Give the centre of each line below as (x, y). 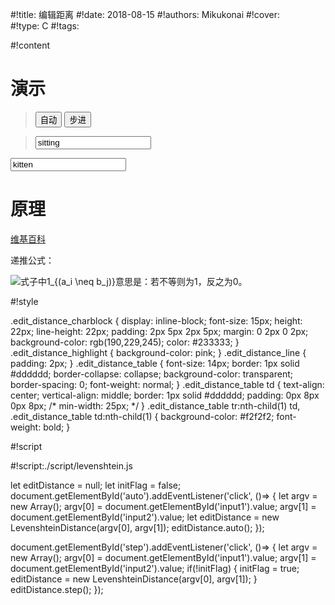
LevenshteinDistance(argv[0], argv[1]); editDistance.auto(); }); (137, 527)
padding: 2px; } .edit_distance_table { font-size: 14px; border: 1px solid (155, 363)
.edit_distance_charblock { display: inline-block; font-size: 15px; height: (156, 320)
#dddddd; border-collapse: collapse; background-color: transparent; (151, 374)
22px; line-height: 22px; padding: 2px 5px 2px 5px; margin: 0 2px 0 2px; (159, 331)
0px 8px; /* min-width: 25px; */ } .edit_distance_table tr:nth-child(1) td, (155, 405)
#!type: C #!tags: (45, 26)
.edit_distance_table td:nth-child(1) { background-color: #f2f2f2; (142, 416)
